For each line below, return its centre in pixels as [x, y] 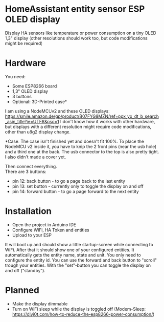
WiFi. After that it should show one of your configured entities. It [70, 250]
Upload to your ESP [32, 235]
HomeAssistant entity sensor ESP [75, 9]
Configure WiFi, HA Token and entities [51, 230]
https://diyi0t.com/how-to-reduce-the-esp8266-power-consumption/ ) [83, 314]
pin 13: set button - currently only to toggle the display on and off [78, 186]
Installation [28, 211]
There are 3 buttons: [26, 172]
